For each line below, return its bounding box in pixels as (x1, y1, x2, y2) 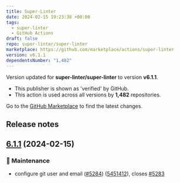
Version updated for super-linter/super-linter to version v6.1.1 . (6, 74, 158, 81)
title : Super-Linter (6, 8, 57, 15)
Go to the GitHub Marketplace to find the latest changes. (6, 102, 142, 109)
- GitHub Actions (11, 30, 54, 36)
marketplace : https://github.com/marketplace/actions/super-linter (6, 47, 175, 53)
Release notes (6, 119, 59, 129)
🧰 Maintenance (6, 157, 50, 165)
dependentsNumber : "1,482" (6, 57, 72, 63)
